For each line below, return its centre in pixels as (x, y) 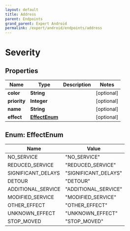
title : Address (21, 14)
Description (77, 85)
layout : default (22, 10)
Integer (39, 101)
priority (16, 101)
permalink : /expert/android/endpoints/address (54, 28)
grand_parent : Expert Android (36, 23)
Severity (23, 53)
